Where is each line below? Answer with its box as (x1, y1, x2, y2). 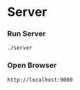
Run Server (7, 29, 47, 39)
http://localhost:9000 (7, 76, 73, 83)
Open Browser (7, 60, 57, 70)
